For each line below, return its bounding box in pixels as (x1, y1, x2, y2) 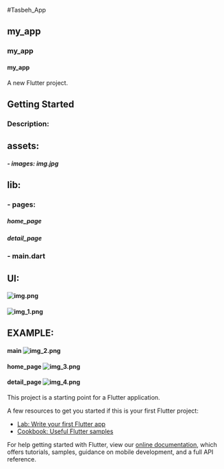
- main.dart (7, 251, 46, 261)
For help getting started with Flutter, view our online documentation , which (7, 440, 218, 448)
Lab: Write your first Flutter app (16, 420, 106, 428)
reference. (7, 455, 36, 463)
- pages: (7, 200, 36, 209)
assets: (7, 140, 40, 152)
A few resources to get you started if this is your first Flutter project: (7, 407, 199, 415)
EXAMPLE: (7, 328, 54, 339)
